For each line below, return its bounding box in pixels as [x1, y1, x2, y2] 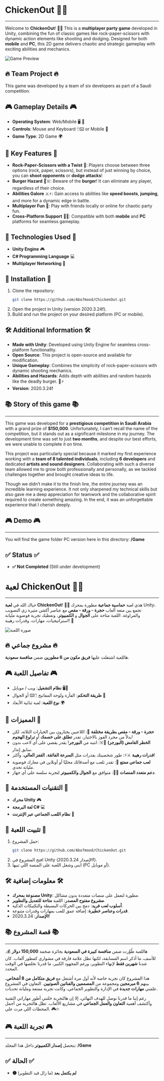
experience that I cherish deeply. [5, 502, 71, 508]
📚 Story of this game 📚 [5, 400, 79, 409]
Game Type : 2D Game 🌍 [12, 133, 63, 139]
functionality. [30, 346, 57, 352]
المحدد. [5, 965, 19, 972]
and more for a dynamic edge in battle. [12, 198, 90, 204]
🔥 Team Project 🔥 [5, 70, 59, 78]
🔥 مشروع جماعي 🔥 [5, 641, 58, 650]
